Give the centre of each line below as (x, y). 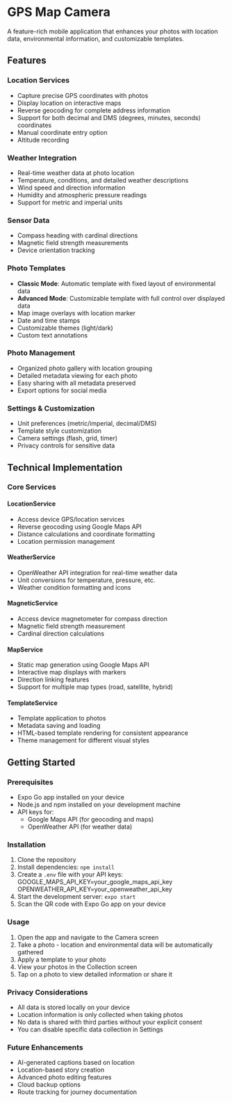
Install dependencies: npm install (66, 867)
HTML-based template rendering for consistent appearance (103, 733)
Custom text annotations (52, 335)
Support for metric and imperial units (70, 202)
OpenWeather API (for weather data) (80, 827)
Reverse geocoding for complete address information (93, 110)
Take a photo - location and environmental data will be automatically (115, 945)
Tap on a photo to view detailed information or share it (94, 974)
